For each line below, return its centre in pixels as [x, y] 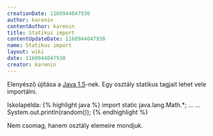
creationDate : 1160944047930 [49, 13]
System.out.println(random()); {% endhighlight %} [78, 112]
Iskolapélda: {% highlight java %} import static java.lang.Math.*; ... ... [104, 104]
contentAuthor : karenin [41, 26]
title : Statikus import [41, 33]
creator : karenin [32, 65]
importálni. [22, 91]
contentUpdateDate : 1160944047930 [57, 39]
